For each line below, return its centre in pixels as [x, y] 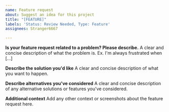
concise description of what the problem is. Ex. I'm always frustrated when [84, 53]
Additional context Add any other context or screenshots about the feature [84, 99]
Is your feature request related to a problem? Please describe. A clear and [84, 48]
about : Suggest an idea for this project [50, 15]
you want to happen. [27, 73]
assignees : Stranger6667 [32, 29]
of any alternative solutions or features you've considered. [67, 89]
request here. [19, 104]
